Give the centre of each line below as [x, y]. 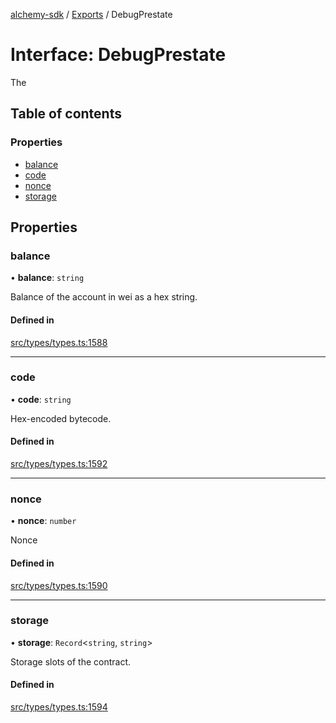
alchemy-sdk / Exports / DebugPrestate [91, 14]
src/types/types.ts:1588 [59, 342]
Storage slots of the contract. [71, 661]
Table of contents [66, 114]
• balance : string [47, 278]
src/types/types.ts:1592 [59, 464]
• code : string [41, 399]
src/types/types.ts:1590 [59, 585]
